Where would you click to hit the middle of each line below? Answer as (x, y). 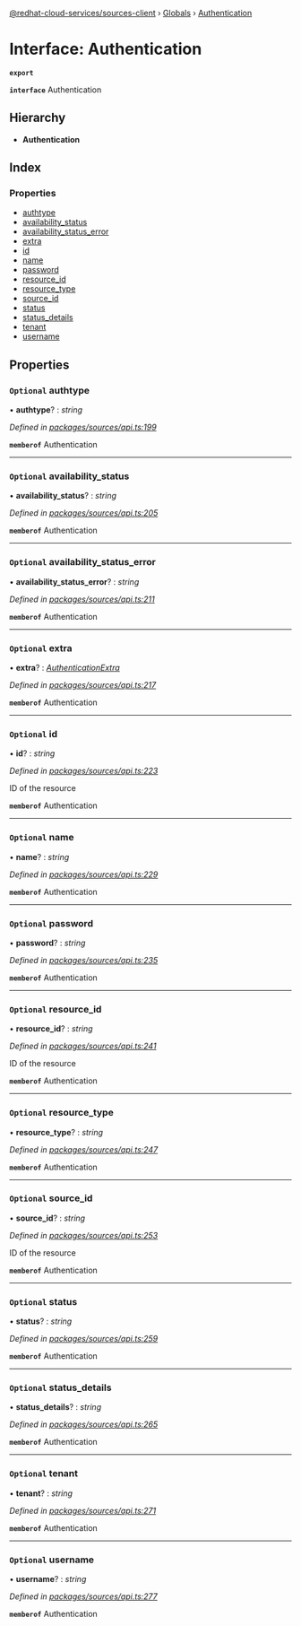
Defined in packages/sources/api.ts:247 (84, 1149)
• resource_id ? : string (51, 1029)
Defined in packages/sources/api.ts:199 (83, 427)
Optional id (34, 734)
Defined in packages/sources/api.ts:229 (84, 874)
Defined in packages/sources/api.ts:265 (84, 1424)
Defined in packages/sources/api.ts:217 (83, 685)
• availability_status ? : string (63, 496)
